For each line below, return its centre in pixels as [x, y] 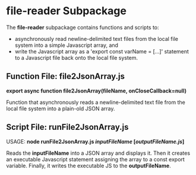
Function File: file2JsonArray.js [66, 76]
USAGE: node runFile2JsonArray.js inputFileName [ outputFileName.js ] [95, 141]
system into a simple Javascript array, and [67, 45]
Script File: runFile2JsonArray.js [67, 127]
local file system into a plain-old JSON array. [61, 109]
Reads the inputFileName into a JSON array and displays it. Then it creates [98, 153]
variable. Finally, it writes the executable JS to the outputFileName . [88, 166]
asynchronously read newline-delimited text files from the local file [96, 39]
